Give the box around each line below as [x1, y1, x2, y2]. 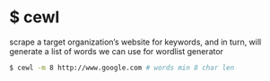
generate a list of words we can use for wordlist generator [9, 45, 224, 56]
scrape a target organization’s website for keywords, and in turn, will [9, 36, 262, 47]
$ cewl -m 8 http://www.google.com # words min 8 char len [9, 63, 235, 72]
